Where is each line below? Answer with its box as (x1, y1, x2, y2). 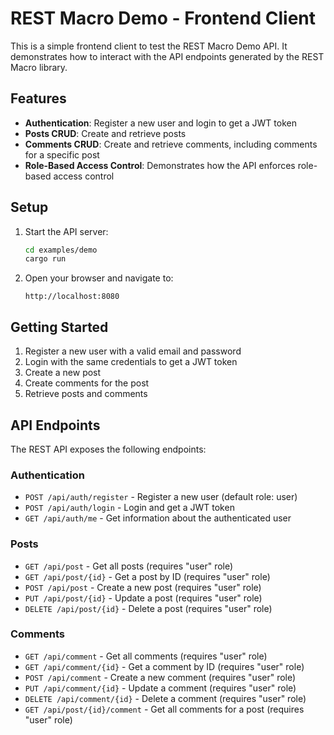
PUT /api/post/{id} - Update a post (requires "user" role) (24, 592, 263, 604)
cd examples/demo (24, 245, 98, 255)
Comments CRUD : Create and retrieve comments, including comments (24, 138, 318, 150)
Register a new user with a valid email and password (24, 345, 242, 357)
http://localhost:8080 (24, 292, 120, 302)
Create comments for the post (24, 377, 150, 389)
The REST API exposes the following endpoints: (10, 443, 207, 455)
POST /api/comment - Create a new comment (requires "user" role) (24, 671, 297, 683)
